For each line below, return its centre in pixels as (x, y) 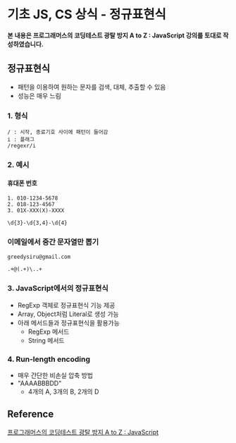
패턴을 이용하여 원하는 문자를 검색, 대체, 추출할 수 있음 (92, 87)
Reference (31, 414)
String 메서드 (46, 340)
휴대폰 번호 (22, 183)
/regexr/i (22, 146)
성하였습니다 (25, 44)
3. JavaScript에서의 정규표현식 (58, 289)
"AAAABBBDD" (39, 383)
